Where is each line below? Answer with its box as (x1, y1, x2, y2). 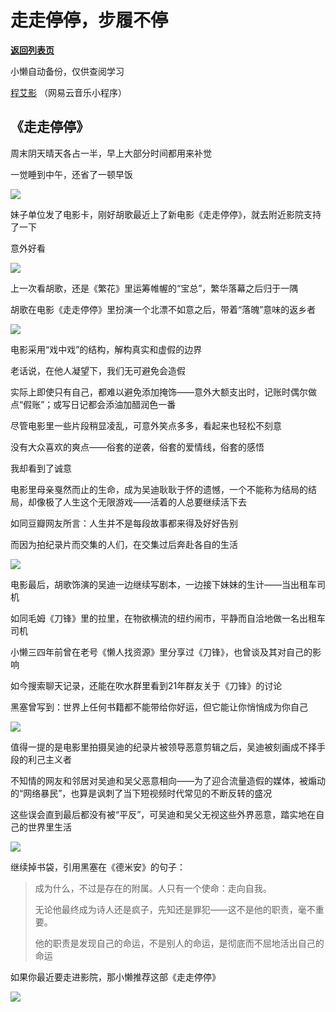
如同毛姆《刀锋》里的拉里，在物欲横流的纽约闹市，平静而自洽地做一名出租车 (10, 612, 326, 624)
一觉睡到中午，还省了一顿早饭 (10, 168, 133, 180)
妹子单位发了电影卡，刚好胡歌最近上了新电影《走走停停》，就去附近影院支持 (10, 208, 322, 220)
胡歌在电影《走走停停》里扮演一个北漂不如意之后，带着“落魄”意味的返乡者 (10, 303, 317, 315)
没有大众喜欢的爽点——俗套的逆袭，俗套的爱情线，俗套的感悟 (10, 441, 265, 453)
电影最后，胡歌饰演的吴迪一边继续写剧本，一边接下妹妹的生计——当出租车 (10, 578, 317, 590)
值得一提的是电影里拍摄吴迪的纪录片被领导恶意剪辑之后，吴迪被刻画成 (10, 741, 300, 753)
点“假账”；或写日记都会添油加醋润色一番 (10, 398, 177, 410)
